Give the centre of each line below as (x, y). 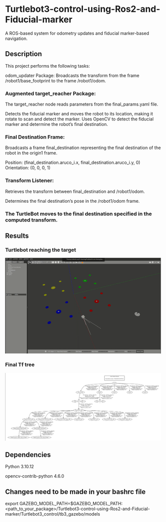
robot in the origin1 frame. (31, 153)
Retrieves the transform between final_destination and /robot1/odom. (75, 191)
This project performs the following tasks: (48, 66)
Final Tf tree (20, 365)
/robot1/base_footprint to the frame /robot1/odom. (56, 80)
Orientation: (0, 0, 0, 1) (28, 168)
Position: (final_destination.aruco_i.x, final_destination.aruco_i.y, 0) (73, 163)
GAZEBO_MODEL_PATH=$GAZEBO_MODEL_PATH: (71, 504)
